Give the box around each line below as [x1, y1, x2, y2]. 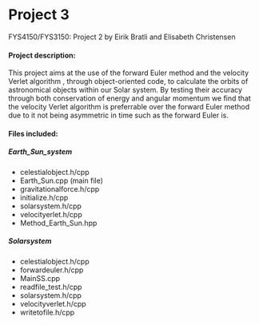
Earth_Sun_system [8, 147, 73, 157]
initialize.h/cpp [19, 192, 69, 202]
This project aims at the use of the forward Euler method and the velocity [8, 68, 249, 77]
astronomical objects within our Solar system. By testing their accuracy [8, 85, 242, 95]
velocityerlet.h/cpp [19, 209, 82, 219]
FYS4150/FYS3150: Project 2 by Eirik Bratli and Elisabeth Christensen [8, 32, 236, 42]
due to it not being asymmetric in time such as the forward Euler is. [8, 110, 229, 121]
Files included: [8, 129, 58, 138]
